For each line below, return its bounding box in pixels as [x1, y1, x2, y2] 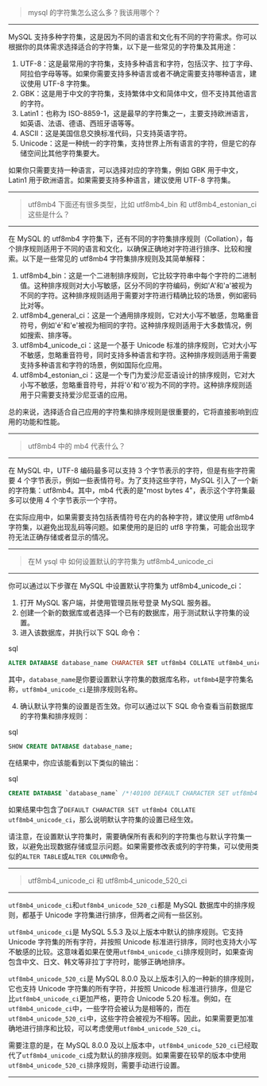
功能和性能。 [21, 417, 64, 426]
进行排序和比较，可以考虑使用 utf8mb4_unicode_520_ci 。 [21, 1023, 205, 1033]
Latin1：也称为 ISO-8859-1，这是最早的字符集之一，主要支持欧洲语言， [19, 109, 253, 118]
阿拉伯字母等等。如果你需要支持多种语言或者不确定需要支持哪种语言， [19, 69, 250, 78]
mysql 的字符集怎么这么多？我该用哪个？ [27, 8, 161, 17]
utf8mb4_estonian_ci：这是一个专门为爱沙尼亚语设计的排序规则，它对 [19, 370, 249, 380]
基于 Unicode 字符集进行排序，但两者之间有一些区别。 [29, 910, 207, 920]
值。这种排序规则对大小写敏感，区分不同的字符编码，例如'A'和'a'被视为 [19, 281, 253, 290]
